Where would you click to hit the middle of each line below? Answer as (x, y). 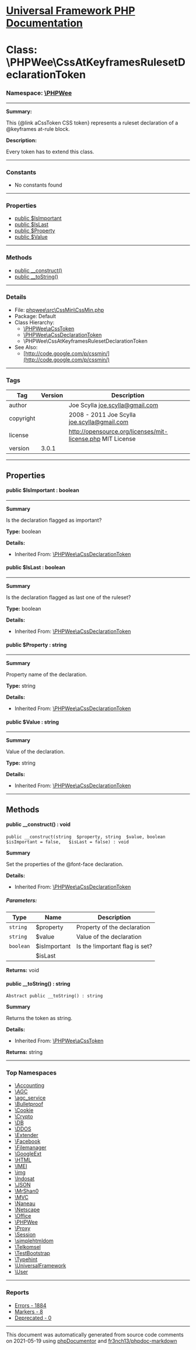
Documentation (45, 23)
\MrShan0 (27, 1191)
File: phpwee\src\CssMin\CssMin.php (59, 310)
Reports (17, 1293)
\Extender (27, 1135)
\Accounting (29, 1086)
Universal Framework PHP (71, 11)
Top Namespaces (32, 1073)
